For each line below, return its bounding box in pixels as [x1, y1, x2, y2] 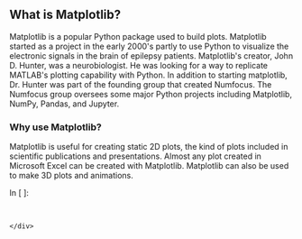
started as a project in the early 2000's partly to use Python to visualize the [9, 41, 289, 51]
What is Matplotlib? [9, 7, 122, 23]
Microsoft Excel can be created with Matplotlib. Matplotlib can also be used [9, 161, 289, 171]
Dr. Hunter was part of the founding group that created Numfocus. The [9, 78, 272, 89]
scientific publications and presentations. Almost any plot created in [9, 151, 261, 161]
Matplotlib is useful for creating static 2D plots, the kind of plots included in [9, 142, 288, 152]
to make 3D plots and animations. [9, 170, 133, 181]
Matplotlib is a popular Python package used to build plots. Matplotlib [9, 31, 268, 41]
